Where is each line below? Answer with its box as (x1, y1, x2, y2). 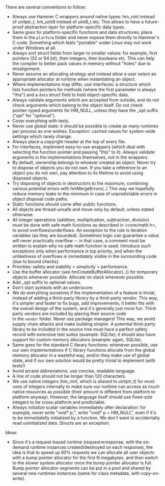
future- (144, 19, 160, 25)
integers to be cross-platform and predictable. (12, 399, 106, 405)
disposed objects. (12, 175, 49, 181)
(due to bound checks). (12, 258, 60, 264)
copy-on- (140, 470, 160, 476)
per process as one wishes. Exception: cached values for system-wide (12, 128, 156, 134)
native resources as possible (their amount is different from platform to (12, 389, 156, 394)
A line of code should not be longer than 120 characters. (12, 373, 126, 379)
